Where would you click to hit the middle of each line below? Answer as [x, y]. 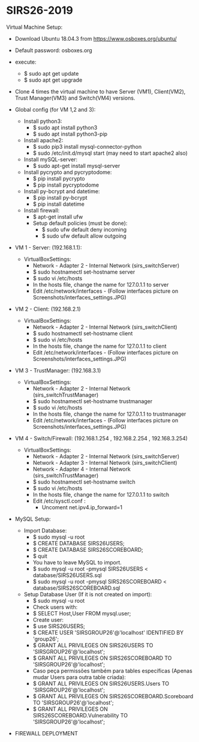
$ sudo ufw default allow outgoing [84, 236]
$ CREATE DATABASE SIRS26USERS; [79, 543]
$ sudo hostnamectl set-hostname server [84, 272]
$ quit [40, 556]
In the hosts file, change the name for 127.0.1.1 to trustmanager [109, 414]
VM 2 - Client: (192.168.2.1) [48, 309]
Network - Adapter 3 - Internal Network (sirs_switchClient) [105, 462]
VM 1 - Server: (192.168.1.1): [48, 247]
